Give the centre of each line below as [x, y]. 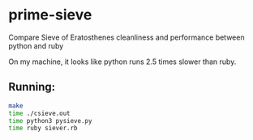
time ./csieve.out [39, 113]
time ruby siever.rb [43, 128]
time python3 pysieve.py [50, 121]
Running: [32, 87]
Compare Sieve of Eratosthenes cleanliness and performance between [126, 37]
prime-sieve [50, 15]
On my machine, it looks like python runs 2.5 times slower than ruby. [122, 62]
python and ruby [36, 45]
